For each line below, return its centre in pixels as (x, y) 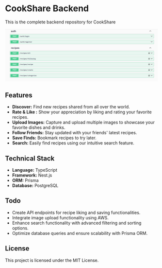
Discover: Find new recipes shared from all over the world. (71, 107)
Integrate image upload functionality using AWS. (60, 217)
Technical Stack (30, 158)
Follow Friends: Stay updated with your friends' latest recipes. (74, 133)
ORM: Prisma (25, 180)
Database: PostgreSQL (35, 185)
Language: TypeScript (34, 170)
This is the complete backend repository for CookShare (60, 22)
